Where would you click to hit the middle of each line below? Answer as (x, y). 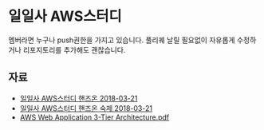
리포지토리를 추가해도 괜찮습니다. (74, 49)
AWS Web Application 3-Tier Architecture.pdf (95, 117)
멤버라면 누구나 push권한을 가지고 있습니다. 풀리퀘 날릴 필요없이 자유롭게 (122, 40)
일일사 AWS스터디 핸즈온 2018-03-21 (79, 98)
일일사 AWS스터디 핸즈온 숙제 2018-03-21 (86, 108)
